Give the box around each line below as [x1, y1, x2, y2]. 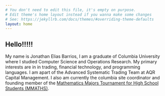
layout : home [5, 21, 33, 27]
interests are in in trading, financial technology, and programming [5, 64, 141, 70]
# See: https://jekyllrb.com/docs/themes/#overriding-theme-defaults [5, 17, 154, 22]
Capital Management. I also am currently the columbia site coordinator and [5, 75, 160, 81]
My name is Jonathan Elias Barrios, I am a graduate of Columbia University [5, 53, 160, 59]
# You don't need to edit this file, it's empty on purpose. [5, 7, 136, 13]
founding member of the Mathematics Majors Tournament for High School [5, 80, 159, 86]
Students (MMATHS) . [5, 85, 49, 91]
